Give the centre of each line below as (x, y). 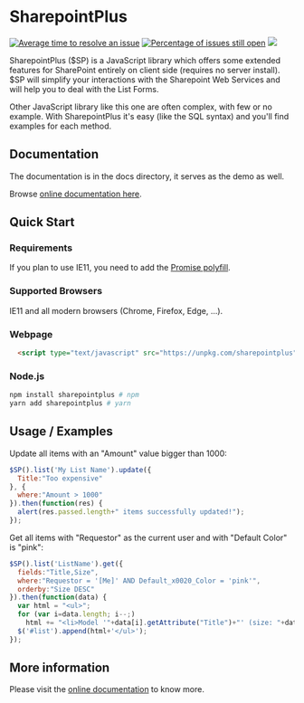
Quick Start (42, 222)
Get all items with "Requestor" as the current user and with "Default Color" (148, 537)
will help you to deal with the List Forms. (85, 89)
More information (60, 668)
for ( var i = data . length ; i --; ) (76, 614)
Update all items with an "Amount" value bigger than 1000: (119, 453)
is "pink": (26, 547)
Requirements (41, 248)
